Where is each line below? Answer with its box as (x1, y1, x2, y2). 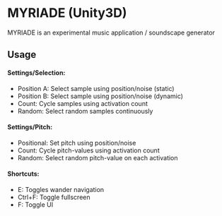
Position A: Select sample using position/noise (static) (17, 84, 175, 92)
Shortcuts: (7, 169, 40, 178)
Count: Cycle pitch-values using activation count (17, 146, 160, 155)
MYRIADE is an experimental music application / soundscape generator (7, 28, 216, 37)
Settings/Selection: (7, 68, 66, 77)
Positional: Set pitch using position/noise (17, 138, 136, 147)
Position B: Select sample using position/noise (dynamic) (17, 92, 184, 100)
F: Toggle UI (17, 200, 54, 209)
